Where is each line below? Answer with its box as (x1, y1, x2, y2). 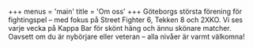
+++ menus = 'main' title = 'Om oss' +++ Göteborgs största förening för (8, 7, 243, 16)
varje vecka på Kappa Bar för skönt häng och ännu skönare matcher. (8, 24, 232, 32)
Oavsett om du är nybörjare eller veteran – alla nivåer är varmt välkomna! (8, 32, 245, 41)
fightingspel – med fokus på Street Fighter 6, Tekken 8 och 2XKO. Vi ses (8, 15, 244, 24)
